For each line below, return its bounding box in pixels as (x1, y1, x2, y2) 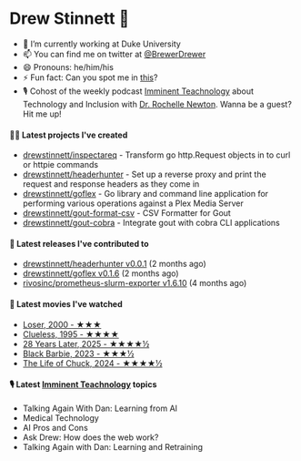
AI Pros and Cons (22, 422, 88, 433)
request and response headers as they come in (22, 179, 200, 190)
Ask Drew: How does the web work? (22, 432, 159, 443)
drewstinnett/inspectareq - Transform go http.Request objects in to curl (22, 149, 291, 160)
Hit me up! (22, 108, 62, 119)
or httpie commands (22, 159, 98, 170)
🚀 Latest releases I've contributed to (9, 238, 149, 249)
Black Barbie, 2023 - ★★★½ (22, 348, 135, 359)
